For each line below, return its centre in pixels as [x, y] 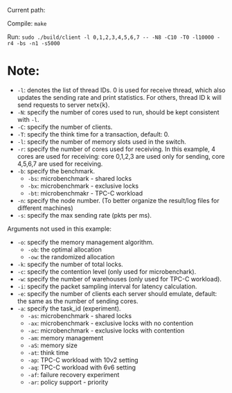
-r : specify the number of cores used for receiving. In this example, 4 [116, 149]
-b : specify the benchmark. [56, 171]
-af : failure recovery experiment [73, 374]
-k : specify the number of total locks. [70, 264]
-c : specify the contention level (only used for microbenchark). [107, 271]
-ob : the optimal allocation [65, 250]
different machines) [45, 208]
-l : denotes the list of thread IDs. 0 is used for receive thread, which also [122, 90]
